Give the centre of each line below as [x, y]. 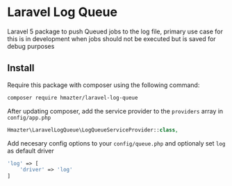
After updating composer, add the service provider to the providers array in [115, 111]
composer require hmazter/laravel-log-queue [73, 98]
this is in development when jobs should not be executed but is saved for [112, 38]
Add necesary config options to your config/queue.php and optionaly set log [116, 143]
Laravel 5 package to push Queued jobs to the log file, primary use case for [115, 31]
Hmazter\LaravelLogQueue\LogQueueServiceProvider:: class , [93, 130]
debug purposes [31, 46]
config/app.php [29, 118]
